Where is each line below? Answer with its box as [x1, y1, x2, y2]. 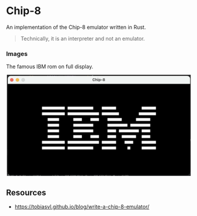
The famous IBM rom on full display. [6, 63, 94, 70]
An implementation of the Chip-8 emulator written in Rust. [6, 24, 146, 31]
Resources [6, 187, 46, 198]
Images [6, 49, 28, 58]
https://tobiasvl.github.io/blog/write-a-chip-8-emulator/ [14, 203, 150, 210]
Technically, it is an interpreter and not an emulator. [20, 35, 145, 42]
